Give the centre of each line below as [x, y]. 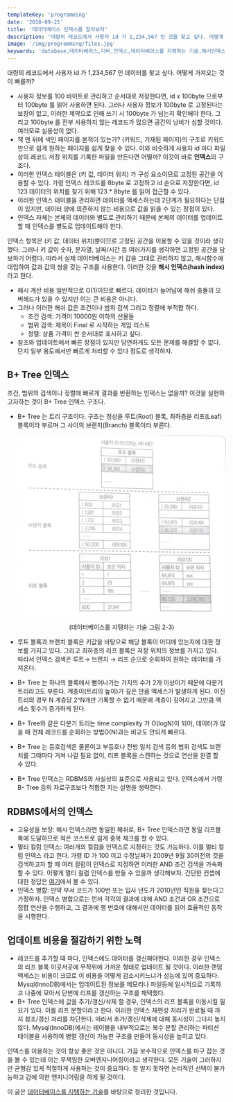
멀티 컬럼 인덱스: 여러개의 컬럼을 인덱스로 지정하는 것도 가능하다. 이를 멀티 [117, 847]
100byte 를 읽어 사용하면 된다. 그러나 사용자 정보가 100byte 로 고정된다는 [124, 105]
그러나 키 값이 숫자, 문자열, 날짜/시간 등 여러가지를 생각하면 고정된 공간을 [120, 249]
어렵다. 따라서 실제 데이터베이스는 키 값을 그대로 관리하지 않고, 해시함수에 [124, 258]
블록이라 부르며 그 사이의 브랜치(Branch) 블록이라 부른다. [94, 425]
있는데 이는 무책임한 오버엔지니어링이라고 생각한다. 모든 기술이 [113, 1059]
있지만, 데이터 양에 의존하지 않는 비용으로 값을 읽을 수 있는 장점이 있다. [120, 209]
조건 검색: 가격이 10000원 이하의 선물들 [81, 316]
